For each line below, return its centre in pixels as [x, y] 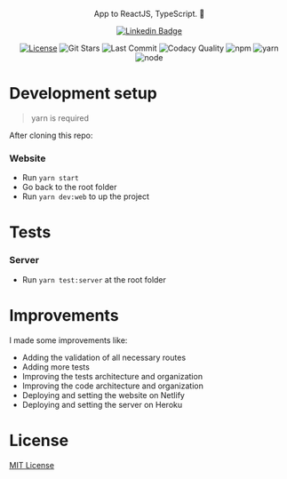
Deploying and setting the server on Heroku [102, 404]
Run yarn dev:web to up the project [85, 196]
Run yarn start [50, 178]
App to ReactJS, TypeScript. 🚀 [149, 14]
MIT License [32, 465]
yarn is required [60, 118]
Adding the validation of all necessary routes [104, 357]
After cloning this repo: [51, 135]
